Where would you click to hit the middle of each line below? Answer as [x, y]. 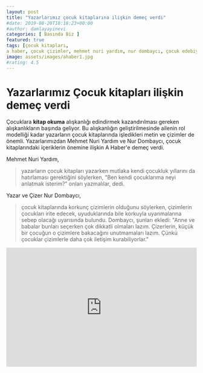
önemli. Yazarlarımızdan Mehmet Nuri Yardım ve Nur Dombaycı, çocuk [94, 141]
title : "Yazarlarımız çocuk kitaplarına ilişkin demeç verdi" [86, 18]
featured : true [25, 40]
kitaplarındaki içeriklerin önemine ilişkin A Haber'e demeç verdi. [85, 148]
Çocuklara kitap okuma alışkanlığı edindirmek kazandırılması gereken [93, 122]
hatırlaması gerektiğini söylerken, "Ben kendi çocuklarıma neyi [98, 177]
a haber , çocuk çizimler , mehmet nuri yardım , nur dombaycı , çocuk [93, 51]
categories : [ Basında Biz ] [43, 34]
